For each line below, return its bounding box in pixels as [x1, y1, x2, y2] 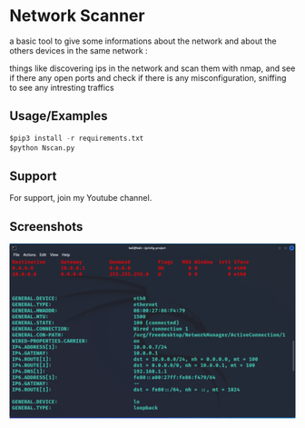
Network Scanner [9, 5, 145, 26]
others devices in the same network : [9, 45, 148, 55]
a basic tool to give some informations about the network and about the [9, 35, 277, 46]
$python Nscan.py [9, 143, 75, 153]
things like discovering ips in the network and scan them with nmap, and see [9, 63, 296, 74]
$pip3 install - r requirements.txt [9, 134, 144, 143]
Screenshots [9, 219, 84, 234]
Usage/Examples [9, 108, 108, 124]
